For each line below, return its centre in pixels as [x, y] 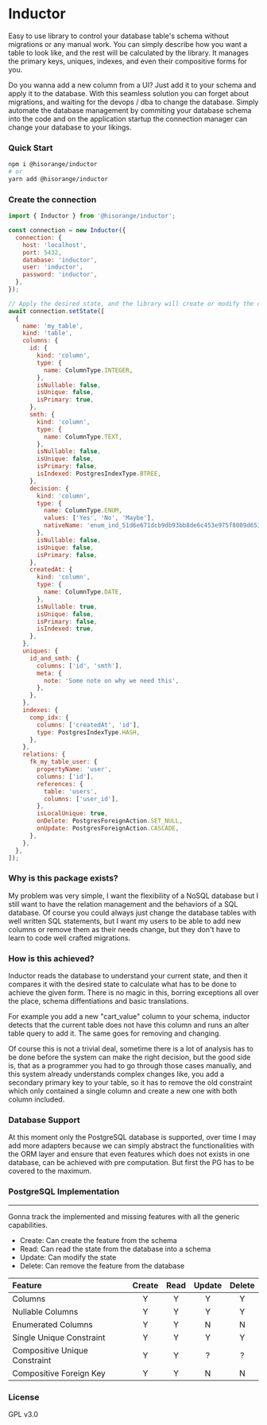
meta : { [49, 673]
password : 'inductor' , [60, 275]
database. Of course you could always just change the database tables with [132, 912]
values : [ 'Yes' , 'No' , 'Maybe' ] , [99, 518]
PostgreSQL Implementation [64, 1191]
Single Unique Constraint [59, 1338]
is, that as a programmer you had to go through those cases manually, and [130, 1065]
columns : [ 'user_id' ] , [81, 799]
